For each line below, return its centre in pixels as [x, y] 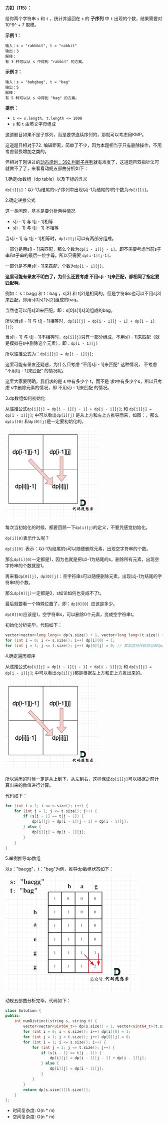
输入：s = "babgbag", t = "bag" [38, 82]
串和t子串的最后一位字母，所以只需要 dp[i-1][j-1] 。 [59, 255]
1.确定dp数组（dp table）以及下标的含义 [46, 179]
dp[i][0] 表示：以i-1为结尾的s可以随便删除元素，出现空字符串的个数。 [78, 548]
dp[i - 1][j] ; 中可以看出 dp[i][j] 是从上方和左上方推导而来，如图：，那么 [82, 415]
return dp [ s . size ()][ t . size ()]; [57, 1090]
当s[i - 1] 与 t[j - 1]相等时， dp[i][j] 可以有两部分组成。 [61, 238]
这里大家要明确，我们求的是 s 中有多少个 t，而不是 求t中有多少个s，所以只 [81, 381]
